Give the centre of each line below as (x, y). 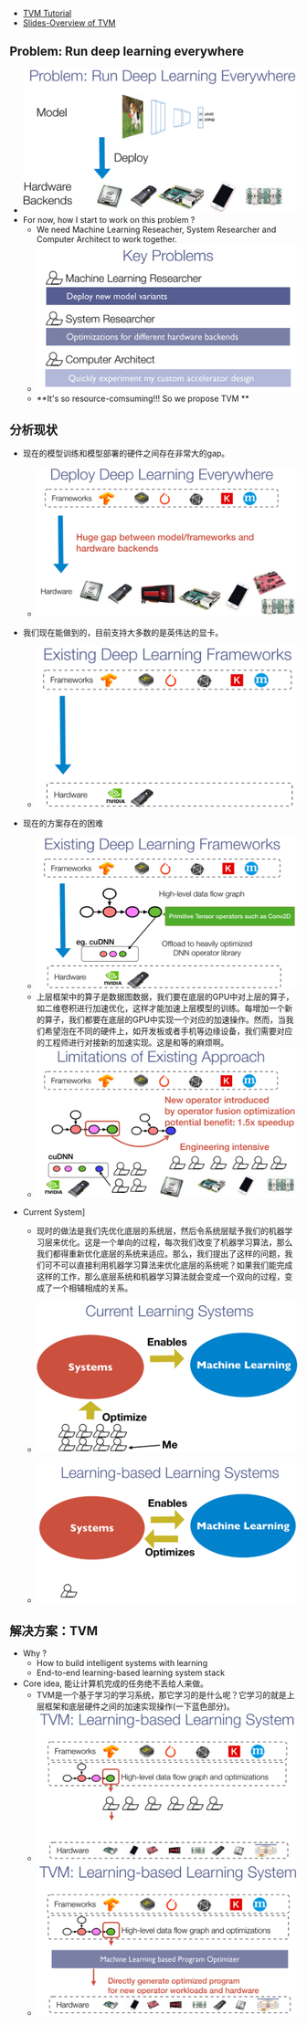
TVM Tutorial (47, 13)
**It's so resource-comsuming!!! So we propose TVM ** (143, 399)
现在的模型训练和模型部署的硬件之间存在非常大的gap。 (126, 454)
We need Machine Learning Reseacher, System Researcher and (156, 230)
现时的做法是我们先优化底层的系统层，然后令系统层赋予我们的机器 (160, 1231)
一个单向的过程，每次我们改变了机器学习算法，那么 (196, 1242)
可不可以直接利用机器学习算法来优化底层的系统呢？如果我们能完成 (169, 1265)
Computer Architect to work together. (107, 239)
